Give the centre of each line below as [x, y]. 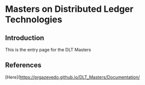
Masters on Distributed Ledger [69, 9]
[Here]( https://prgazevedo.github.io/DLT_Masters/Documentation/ [72, 77]
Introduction [25, 38]
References [23, 65]
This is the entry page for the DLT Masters [48, 50]
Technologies [34, 20]
